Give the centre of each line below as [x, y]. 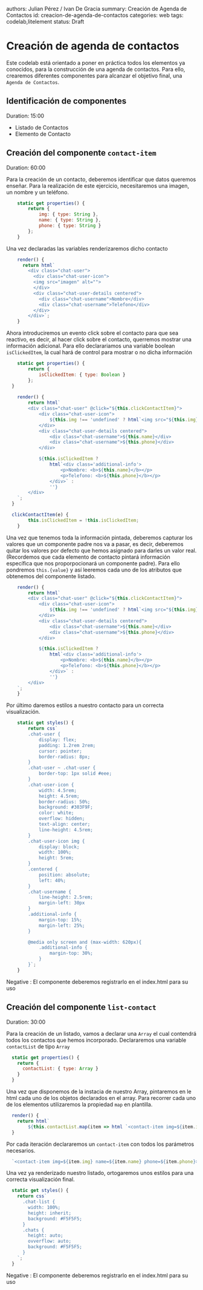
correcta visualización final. [40, 1179]
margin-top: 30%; [71, 953]
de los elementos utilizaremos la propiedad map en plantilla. [79, 1104]
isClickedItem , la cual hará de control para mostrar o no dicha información [99, 352]
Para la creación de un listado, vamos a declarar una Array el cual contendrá [101, 1033]
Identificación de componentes [66, 101]
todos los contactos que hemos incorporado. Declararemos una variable [96, 1040]
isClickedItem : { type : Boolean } [82, 375]
